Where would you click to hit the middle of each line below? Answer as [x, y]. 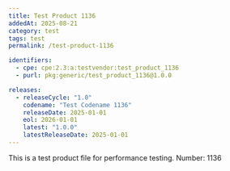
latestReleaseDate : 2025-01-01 [76, 135]
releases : [25, 90]
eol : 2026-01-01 [51, 120]
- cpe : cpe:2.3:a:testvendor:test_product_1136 [98, 68]
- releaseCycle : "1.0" [54, 98]
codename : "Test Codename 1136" [77, 105]
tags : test [27, 38]
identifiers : [30, 60]
